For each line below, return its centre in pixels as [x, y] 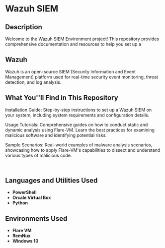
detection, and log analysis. [33, 82]
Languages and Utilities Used [51, 181]
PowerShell [24, 192]
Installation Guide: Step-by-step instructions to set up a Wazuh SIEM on [79, 110]
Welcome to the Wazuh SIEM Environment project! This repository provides [82, 39]
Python [20, 203]
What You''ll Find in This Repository [62, 98]
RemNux [21, 236]
